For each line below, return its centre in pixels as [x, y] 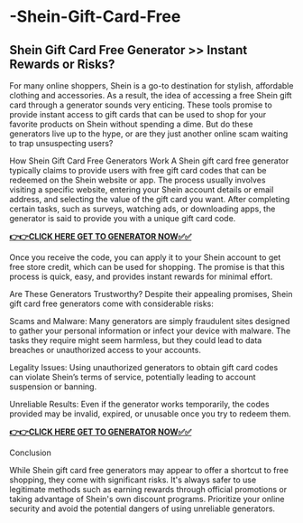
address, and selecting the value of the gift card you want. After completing [150, 199]
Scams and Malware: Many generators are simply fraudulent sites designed [150, 321]
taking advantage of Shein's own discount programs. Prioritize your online [147, 499]
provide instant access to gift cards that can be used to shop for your [138, 114]
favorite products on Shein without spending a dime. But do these [131, 124]
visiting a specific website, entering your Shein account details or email [142, 190]
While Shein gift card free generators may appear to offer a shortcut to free [149, 470]
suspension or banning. [53, 387]
